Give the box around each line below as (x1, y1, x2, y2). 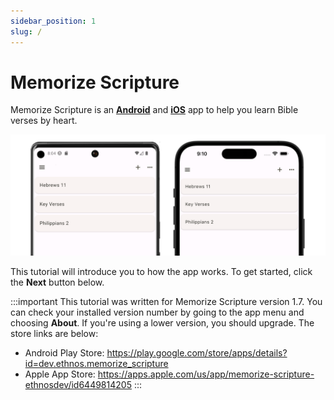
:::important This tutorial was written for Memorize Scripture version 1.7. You (10, 296, 323, 308)
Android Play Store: (24, 347, 105, 359)
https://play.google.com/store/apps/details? (106, 347, 288, 359)
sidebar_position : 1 (10, 16, 97, 26)
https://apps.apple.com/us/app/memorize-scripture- (97, 368, 315, 380)
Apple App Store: (24, 368, 96, 380)
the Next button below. (10, 276, 105, 289)
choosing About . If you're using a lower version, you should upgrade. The (10, 317, 315, 329)
